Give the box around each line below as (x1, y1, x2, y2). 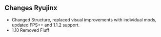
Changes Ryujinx (4, 4, 58, 12)
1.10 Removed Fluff (11, 27, 50, 33)
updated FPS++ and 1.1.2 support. (11, 22, 80, 28)
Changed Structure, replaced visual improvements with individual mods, (11, 17, 157, 22)
